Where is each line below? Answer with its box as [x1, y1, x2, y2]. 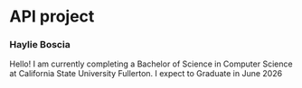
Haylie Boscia [9, 39, 71, 51]
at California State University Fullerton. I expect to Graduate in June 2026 [9, 68, 283, 79]
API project [9, 6, 95, 27]
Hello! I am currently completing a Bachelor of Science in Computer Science [9, 58, 293, 69]
